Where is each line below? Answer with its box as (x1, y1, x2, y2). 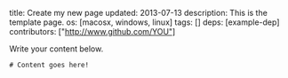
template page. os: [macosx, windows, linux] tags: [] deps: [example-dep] (9, 17, 280, 27)
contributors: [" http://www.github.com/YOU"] (9, 27, 176, 36)
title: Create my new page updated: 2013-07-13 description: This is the (9, 8, 268, 18)
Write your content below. (9, 43, 104, 54)
